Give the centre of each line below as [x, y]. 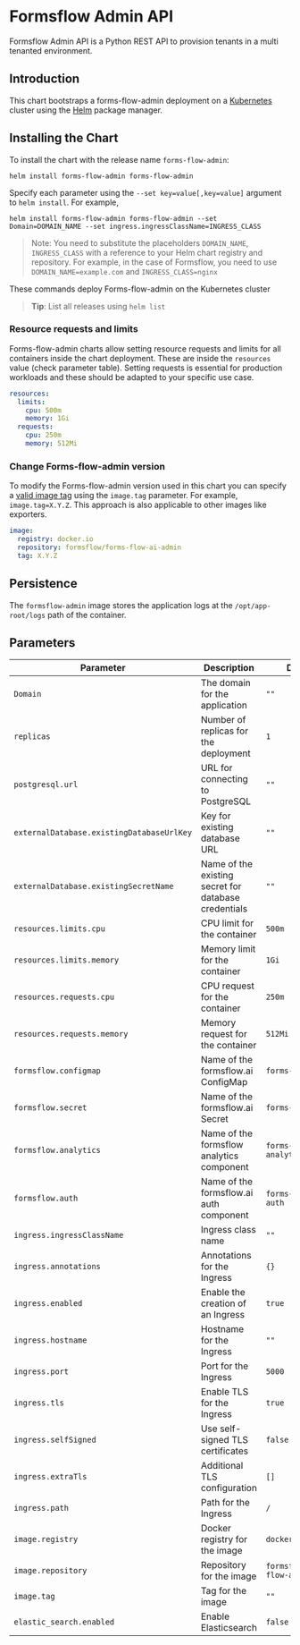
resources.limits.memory [67, 960]
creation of [224, 1303]
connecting [224, 779]
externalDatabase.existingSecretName [94, 886]
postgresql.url [46, 785]
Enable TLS [225, 1392]
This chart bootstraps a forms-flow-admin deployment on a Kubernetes [141, 100]
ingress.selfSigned [55, 1440]
